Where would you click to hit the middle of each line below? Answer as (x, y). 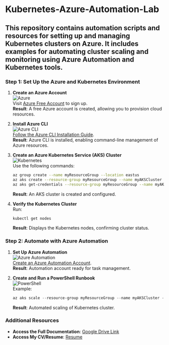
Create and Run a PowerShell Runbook (54, 278)
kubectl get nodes (32, 218)
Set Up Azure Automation (40, 252)
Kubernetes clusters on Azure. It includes (72, 44)
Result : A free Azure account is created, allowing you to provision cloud (87, 108)
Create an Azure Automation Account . (52, 263)
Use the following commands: (43, 165)
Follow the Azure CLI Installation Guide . (53, 134)
